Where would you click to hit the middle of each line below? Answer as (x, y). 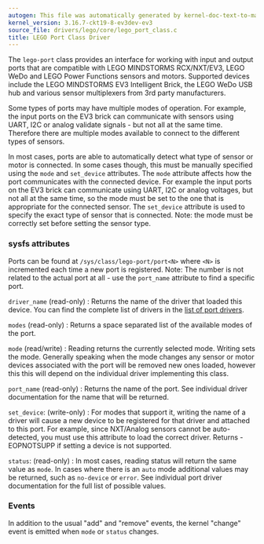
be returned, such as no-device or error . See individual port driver (115, 477)
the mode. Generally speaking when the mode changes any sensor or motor (131, 356)
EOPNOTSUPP (32, 445)
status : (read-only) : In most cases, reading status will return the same (123, 461)
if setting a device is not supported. (114, 445)
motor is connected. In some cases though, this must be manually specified (130, 165)
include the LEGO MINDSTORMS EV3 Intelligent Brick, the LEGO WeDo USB (130, 85)
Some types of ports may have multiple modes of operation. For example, (127, 108)
